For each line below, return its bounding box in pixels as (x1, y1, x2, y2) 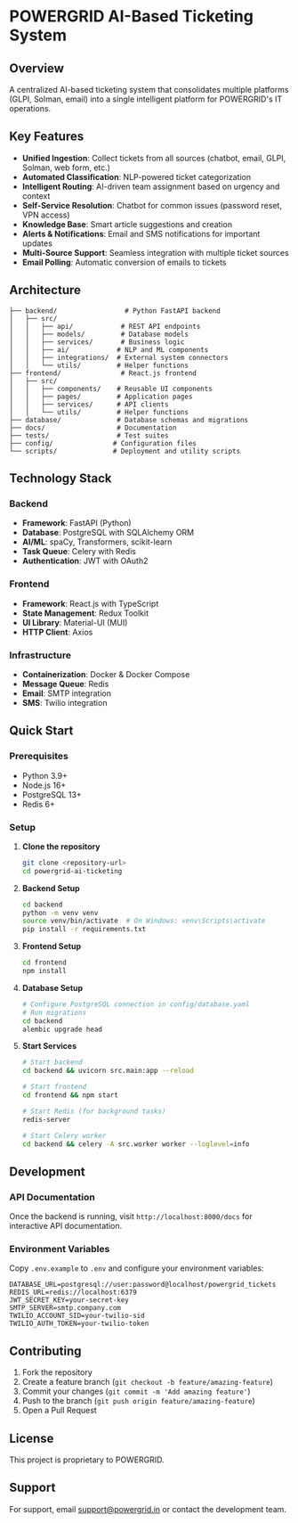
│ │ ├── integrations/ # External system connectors (9, 353, 229, 362)
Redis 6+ (21, 798, 55, 809)
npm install (21, 967, 67, 976)
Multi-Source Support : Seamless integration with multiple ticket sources (21, 247, 289, 258)
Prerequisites (9, 750, 68, 763)
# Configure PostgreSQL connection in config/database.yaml (21, 1000, 250, 1009)
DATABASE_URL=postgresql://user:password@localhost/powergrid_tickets (9, 1281, 277, 1290)
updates (21, 238, 53, 249)
